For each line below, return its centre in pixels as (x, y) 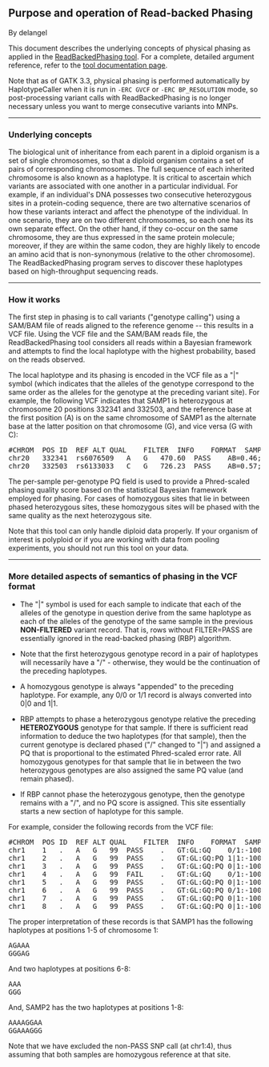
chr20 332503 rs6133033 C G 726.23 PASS (110, 466)
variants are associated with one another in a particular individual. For (123, 186)
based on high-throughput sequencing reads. (83, 271)
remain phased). (47, 778)
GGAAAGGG (25, 1030)
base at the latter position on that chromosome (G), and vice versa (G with (130, 426)
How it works (34, 300)
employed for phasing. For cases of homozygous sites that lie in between (129, 499)
